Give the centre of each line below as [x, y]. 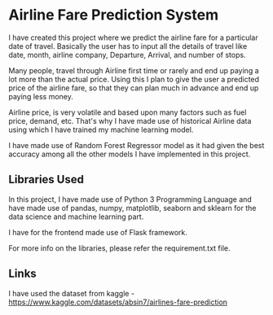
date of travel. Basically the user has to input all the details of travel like [128, 46]
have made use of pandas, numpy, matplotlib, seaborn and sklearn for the [132, 208]
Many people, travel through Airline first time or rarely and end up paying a [134, 70]
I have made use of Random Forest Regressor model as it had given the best [136, 145]
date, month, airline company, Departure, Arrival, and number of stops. [127, 55]
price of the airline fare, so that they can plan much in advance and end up [134, 88]
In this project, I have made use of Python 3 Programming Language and [130, 199]
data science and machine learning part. [76, 217]
